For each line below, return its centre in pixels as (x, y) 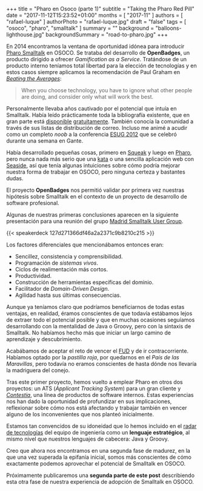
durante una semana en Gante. (45, 141)
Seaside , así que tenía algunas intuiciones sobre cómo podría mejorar (93, 165)
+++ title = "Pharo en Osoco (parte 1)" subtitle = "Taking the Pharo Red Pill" (101, 9)
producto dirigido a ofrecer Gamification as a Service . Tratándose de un (96, 59)
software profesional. (33, 203)
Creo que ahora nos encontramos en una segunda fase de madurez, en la (98, 451)
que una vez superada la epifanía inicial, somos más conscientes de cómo (99, 457)
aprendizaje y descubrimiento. (44, 339)
